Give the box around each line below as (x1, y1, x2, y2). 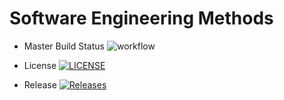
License (23, 59, 57, 71)
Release (23, 78, 57, 91)
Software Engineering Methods (9, 7, 274, 30)
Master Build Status (23, 40, 105, 52)
